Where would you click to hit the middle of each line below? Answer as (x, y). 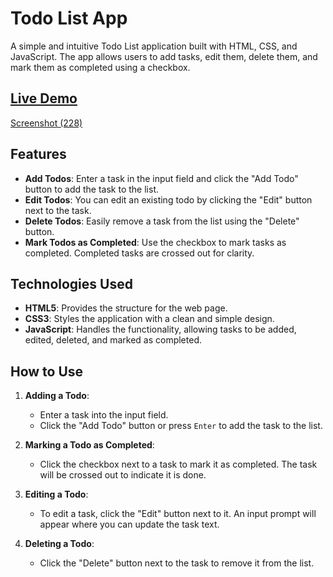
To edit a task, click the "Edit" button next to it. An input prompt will (178, 514)
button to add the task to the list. (91, 189)
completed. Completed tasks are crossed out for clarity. (139, 253)
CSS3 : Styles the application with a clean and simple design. (149, 319)
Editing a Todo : (56, 494)
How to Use (47, 371)
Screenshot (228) (46, 123)
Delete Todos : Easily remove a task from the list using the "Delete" (162, 221)
